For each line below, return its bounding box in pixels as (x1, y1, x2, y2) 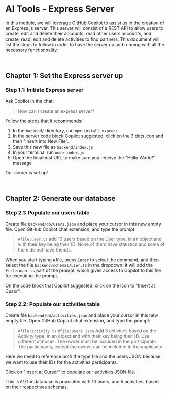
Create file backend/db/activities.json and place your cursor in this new (5, 312, 158, 318)
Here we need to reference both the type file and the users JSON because (5, 353, 161, 360)
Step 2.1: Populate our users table (5, 209, 90, 216)
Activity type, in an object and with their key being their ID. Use (17, 333, 150, 339)
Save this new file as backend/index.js (12, 143, 94, 150)
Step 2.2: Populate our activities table (5, 301, 100, 308)
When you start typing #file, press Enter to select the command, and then (5, 257, 159, 263)
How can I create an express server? (17, 107, 95, 114)
